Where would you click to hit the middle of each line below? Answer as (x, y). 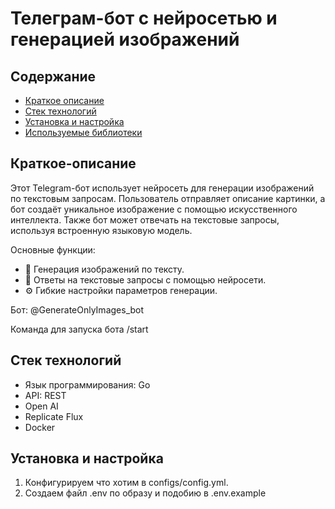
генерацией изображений (125, 39)
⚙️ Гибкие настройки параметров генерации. (121, 290)
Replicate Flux (54, 416)
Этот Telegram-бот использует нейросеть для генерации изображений (162, 188)
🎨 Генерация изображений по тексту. (104, 269)
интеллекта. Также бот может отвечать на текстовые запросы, (145, 219)
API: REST (45, 395)
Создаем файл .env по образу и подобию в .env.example (145, 493)
